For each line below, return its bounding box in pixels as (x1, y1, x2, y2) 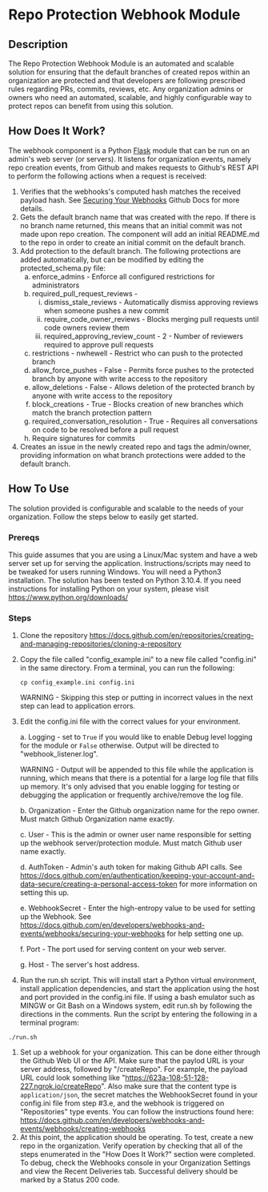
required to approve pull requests (43, 339, 154, 349)
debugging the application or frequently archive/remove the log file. (19, 790, 244, 800)
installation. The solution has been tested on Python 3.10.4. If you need (8, 575, 242, 585)
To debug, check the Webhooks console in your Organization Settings (19, 1158, 251, 1168)
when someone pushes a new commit (43, 306, 170, 315)
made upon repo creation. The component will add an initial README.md (19, 229, 260, 239)
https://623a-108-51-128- (125, 1073, 210, 1082)
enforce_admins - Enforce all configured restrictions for (31, 271, 215, 281)
